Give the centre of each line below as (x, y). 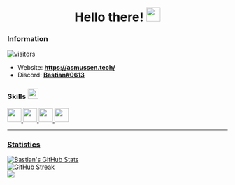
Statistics (24, 145)
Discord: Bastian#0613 (51, 75)
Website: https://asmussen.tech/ (66, 68)
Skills (17, 96)
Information (28, 39)
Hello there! (109, 17)
